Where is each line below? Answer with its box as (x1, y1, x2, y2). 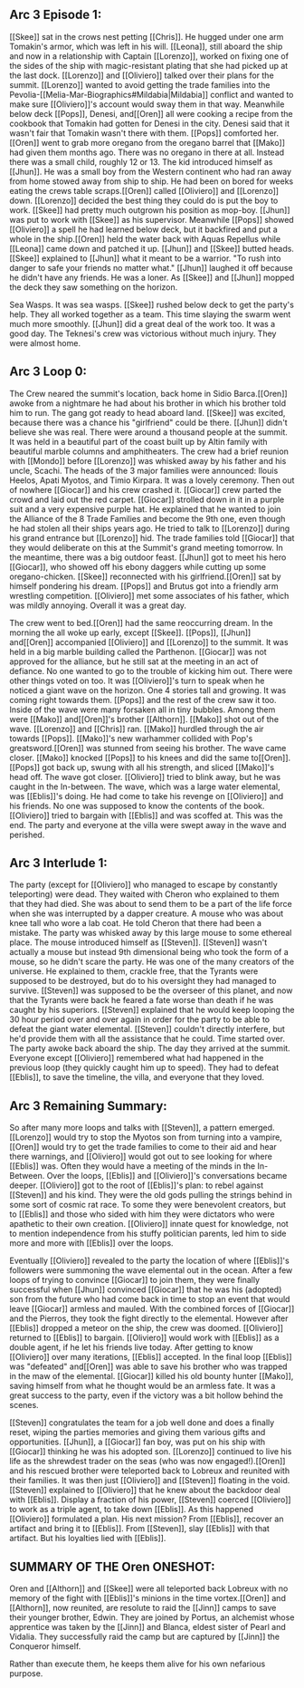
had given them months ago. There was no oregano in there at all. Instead (9, 147, 285, 158)
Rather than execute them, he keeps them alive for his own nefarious (9, 1658, 266, 1670)
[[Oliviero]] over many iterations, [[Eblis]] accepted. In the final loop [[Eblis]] (9, 1352, 292, 1363)
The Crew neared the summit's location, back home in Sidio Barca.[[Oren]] (9, 388, 288, 399)
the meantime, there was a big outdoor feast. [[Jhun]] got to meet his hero (9, 552, 287, 563)
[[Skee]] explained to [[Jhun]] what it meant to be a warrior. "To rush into (9, 253, 281, 264)
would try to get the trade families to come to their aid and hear (41, 1142, 278, 1153)
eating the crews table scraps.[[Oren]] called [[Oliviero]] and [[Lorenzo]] (9, 185, 279, 196)
